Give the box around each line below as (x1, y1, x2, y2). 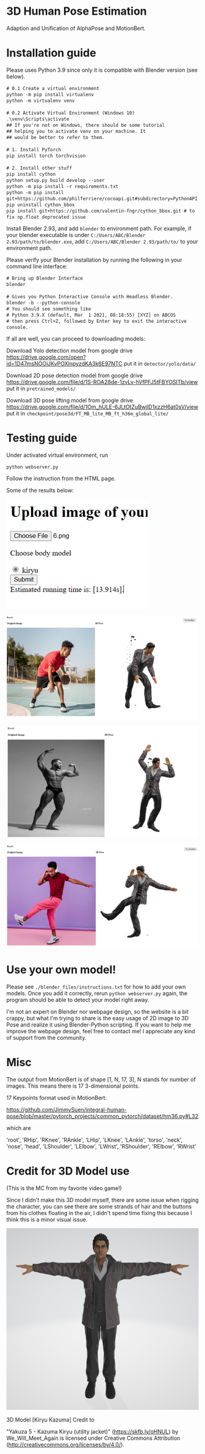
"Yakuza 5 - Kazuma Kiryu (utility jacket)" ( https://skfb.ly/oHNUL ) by (6, 1428, 179, 1436)
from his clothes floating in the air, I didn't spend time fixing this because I (6, 1209, 192, 1216)
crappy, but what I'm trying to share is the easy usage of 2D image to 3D (6, 1015, 189, 1022)
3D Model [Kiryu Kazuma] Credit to (6, 1416, 95, 1423)
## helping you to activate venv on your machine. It (6, 128, 146, 134)
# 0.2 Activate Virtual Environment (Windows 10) (6, 110, 135, 116)
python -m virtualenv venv (6, 97, 75, 104)
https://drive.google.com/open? (6, 353, 87, 361)
